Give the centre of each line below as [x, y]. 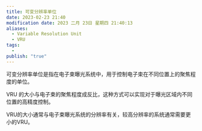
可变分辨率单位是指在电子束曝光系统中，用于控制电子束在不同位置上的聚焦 [98, 74]
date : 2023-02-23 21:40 [36, 17]
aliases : [17, 28]
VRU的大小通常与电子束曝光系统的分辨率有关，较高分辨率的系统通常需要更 [99, 114]
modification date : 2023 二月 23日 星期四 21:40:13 [70, 23]
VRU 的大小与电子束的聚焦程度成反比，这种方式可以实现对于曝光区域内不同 [99, 94]
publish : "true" [26, 56]
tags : [13, 45]
